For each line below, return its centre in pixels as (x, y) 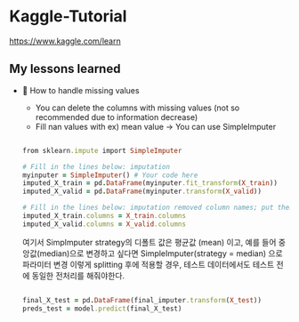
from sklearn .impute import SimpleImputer (102, 150)
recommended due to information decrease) (117, 117)
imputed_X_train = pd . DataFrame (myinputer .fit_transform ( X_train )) (150, 183)
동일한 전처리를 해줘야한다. (78, 275)
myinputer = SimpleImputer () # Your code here (110, 175)
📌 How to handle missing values (81, 90)
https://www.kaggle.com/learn (65, 41)
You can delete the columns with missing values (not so (137, 108)
